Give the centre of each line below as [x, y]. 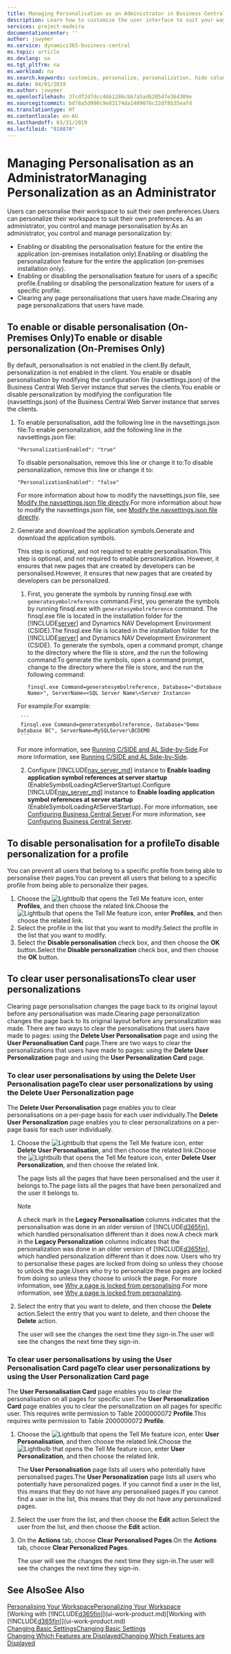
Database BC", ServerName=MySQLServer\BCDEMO [83, 731]
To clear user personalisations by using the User [90, 1359]
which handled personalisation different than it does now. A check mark [118, 1234]
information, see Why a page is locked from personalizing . [100, 1293]
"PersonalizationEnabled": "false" [68, 483]
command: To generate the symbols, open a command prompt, [116, 660]
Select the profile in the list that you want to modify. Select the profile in [118, 927]
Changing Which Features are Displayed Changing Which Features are [106, 1636]
